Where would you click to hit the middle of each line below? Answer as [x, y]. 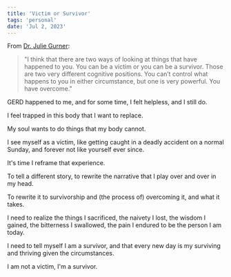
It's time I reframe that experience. [56, 163]
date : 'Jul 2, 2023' [37, 26]
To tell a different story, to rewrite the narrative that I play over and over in [112, 176]
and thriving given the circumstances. [61, 254]
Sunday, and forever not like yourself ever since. [76, 150]
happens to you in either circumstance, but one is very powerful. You [122, 82]
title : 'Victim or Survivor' [49, 13]
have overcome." [48, 89]
